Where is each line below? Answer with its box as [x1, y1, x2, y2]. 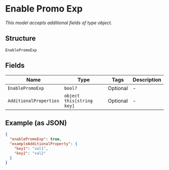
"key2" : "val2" [14, 150, 46, 156]
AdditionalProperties [8, 98, 59, 104]
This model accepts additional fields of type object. [5, 20, 112, 26]
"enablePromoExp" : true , [10, 137, 62, 142]
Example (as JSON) [5, 119, 67, 127]
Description [132, 76, 161, 83]
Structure [5, 34, 36, 43]
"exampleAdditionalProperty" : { [10, 141, 78, 146]
